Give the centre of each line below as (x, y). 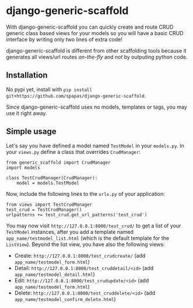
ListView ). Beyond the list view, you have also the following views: (85, 244)
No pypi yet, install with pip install (49, 89)
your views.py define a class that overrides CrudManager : (73, 152)
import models (23, 168)
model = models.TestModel (48, 183)
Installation (27, 75)
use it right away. (27, 113)
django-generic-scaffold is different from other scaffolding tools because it (96, 50)
